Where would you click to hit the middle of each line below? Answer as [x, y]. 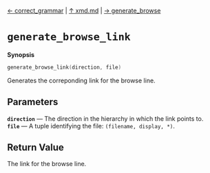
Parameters [33, 102]
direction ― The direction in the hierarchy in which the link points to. [105, 118]
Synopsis [21, 54]
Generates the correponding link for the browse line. [82, 80]
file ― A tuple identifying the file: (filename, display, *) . [91, 126]
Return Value [35, 148]
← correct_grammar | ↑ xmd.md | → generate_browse [84, 11]
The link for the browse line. [47, 164]
